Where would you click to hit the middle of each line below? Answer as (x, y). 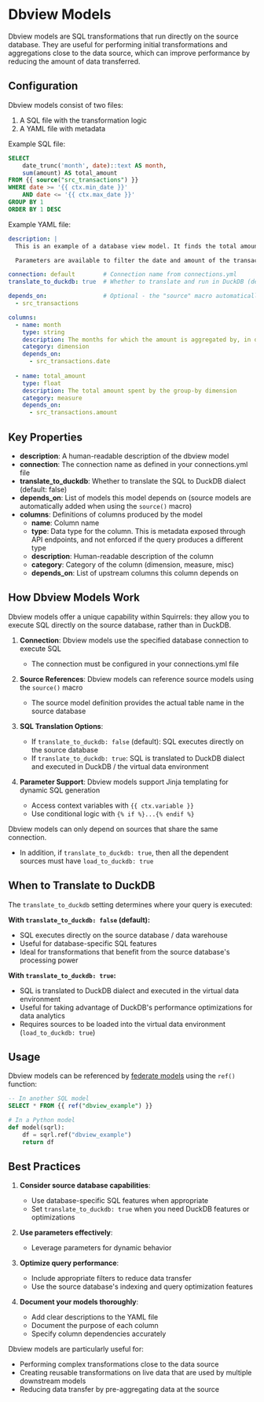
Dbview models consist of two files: (66, 105)
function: (23, 1084)
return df (38, 1142)
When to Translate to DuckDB (82, 886)
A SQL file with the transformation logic (83, 120)
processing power (49, 960)
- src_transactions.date (70, 362)
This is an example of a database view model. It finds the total (126, 246)
